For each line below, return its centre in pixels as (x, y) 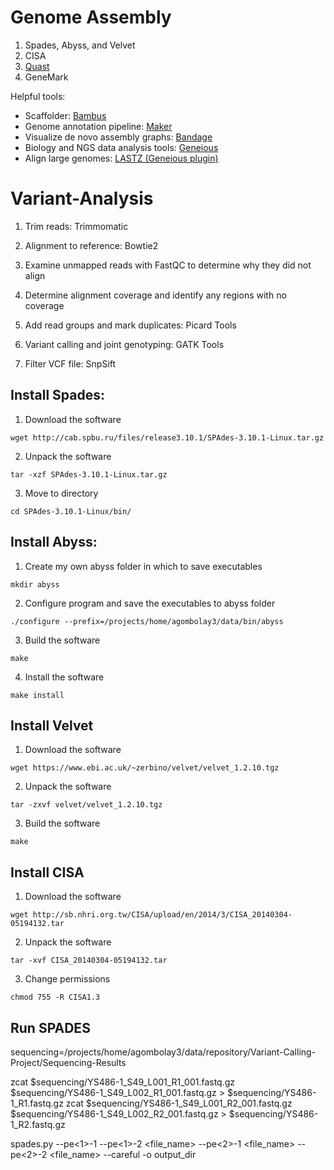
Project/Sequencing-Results (68, 1062)
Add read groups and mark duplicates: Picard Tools (130, 325)
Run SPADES (50, 1027)
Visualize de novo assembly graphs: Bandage (118, 137)
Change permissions (67, 979)
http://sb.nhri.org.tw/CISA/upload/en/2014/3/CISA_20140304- (162, 915)
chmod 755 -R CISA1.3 (55, 997)
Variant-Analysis (82, 198)
